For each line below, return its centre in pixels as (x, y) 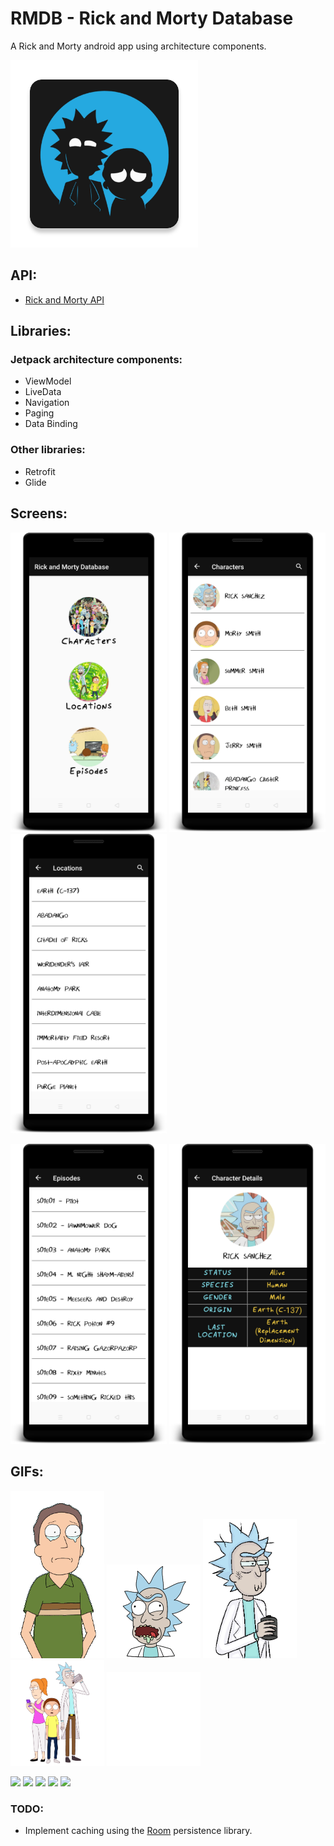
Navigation (47, 403)
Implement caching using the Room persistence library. (138, 1831)
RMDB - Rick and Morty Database (152, 18)
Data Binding (51, 424)
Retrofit (40, 471)
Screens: (39, 513)
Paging (39, 413)
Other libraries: (48, 450)
